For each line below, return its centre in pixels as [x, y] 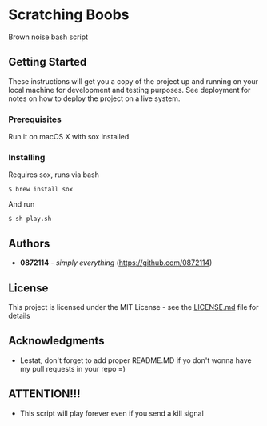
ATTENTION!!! [44, 394]
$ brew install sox [41, 190]
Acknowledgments [57, 341]
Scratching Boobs [69, 15]
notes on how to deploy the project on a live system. [94, 98]
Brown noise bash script [48, 37]
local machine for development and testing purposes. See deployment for [130, 90]
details [19, 315]
